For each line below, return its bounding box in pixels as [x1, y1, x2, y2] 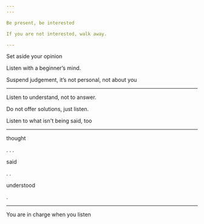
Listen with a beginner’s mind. [6, 64, 81, 72]
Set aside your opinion [6, 53, 63, 60]
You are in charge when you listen [6, 211, 91, 219]
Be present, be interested [6, 19, 75, 26]
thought [6, 135, 26, 142]
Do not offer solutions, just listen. [6, 106, 89, 113]
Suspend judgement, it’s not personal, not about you [6, 76, 137, 84]
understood [6, 182, 35, 189]
